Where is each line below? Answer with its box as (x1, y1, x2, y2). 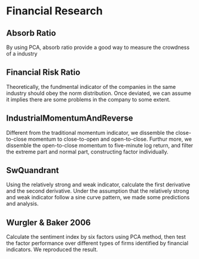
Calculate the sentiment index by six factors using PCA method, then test (6, 233, 186, 240)
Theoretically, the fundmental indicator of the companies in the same (6, 83, 176, 90)
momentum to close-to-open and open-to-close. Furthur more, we (27, 135, 192, 143)
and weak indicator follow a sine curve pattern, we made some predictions (6, 194, 190, 201)
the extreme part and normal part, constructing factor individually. (6, 148, 169, 155)
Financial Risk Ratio (6, 67, 81, 78)
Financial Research (6, 4, 103, 18)
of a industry (6, 50, 38, 57)
